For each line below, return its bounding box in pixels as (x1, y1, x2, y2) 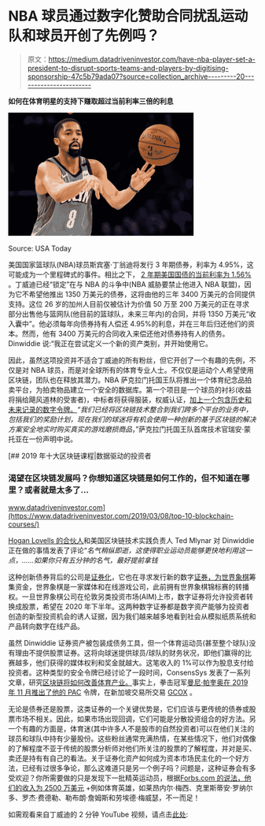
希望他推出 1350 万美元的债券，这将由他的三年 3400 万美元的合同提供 (28, 289, 256, 299)
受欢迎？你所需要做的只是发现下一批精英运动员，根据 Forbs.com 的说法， (8, 773, 245, 783)
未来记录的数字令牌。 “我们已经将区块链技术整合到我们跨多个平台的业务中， (8, 404, 253, 414)
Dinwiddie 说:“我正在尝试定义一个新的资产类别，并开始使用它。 (8, 338, 212, 348)
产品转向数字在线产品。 (8, 622, 84, 631)
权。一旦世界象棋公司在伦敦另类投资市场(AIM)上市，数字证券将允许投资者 (8, 592, 247, 601)
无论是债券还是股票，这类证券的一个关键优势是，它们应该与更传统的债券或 (8, 705, 249, 714)
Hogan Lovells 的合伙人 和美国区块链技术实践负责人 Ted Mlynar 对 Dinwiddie (8, 536, 255, 545)
